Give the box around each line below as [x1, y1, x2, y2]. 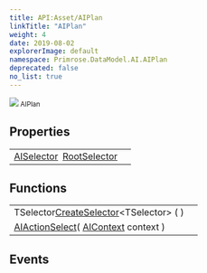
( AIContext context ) [76, 221, 165, 233]
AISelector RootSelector [14, 150, 118, 163]
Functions [9, 180, 68, 195]
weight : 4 [9, 30, 47, 39]
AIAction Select [14, 221, 77, 233]
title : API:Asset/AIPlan [9, 13, 103, 23]
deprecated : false [9, 64, 79, 73]
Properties [9, 124, 71, 140]
